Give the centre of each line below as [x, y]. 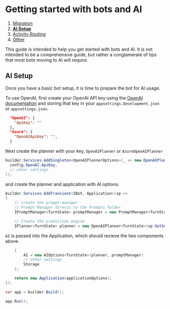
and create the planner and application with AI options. [62, 184]
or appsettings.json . [27, 108]
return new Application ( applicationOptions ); [63, 278]
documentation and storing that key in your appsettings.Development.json [82, 103]
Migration [23, 23]
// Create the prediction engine [50, 221]
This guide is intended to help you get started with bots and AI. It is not [79, 49]
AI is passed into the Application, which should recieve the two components [84, 236]
